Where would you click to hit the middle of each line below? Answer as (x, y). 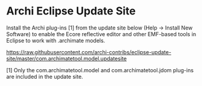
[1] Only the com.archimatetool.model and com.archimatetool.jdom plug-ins (100, 70)
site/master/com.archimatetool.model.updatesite (67, 58)
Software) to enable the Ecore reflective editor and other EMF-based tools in (101, 34)
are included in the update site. (45, 76)
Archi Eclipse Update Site (71, 11)
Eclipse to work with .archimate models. (56, 40)
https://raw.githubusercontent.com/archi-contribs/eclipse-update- (89, 52)
